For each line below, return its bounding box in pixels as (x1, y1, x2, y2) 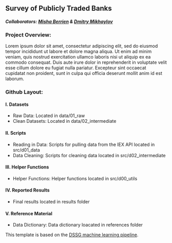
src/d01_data (12, 146, 40, 153)
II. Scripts (5, 130, 27, 136)
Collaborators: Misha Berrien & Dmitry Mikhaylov (5, 18, 113, 25)
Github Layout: (5, 88, 43, 96)
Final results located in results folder (12, 199, 90, 205)
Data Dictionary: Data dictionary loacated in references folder (12, 222, 143, 228)
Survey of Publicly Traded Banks (5, 4, 112, 13)
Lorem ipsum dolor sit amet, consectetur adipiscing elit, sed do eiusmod (5, 43, 158, 49)
